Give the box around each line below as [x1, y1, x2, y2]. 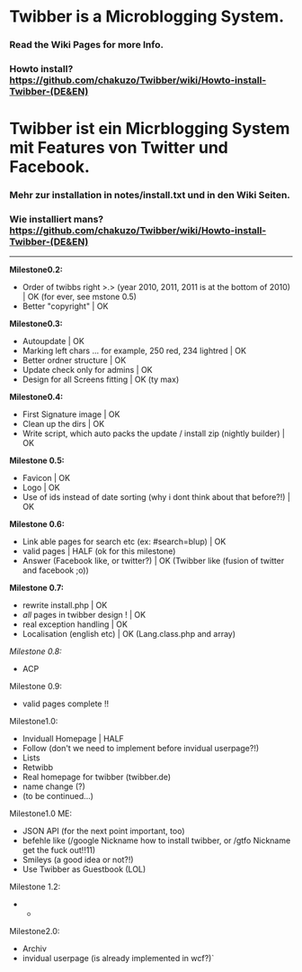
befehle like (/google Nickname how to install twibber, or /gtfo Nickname [22, 835, 291, 846]
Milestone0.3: [9, 318, 63, 330]
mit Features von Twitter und [9, 138, 229, 159]
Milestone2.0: [9, 926, 60, 937]
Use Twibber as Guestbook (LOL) [22, 864, 147, 875]
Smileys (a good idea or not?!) [22, 854, 134, 866]
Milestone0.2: [9, 264, 63, 276]
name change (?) [22, 781, 85, 792]
